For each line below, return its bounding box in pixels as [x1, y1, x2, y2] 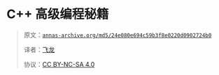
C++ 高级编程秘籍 [6, 6, 109, 22]
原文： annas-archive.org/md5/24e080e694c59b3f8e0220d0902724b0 [23, 31, 212, 39]
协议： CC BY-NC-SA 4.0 [23, 60, 95, 68]
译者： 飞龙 [23, 45, 55, 53]
